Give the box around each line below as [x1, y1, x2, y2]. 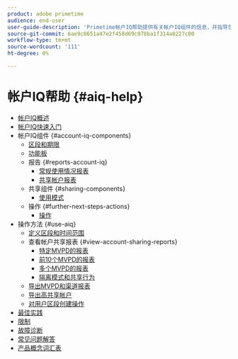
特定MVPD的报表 [38, 246, 89, 255]
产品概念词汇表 [17, 343, 62, 352]
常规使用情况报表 [38, 166, 89, 175]
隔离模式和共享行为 [38, 273, 96, 281]
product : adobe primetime [7, 10, 84, 18]
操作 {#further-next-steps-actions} [28, 202, 130, 210]
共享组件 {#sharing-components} [28, 184, 126, 193]
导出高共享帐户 [28, 290, 72, 299]
